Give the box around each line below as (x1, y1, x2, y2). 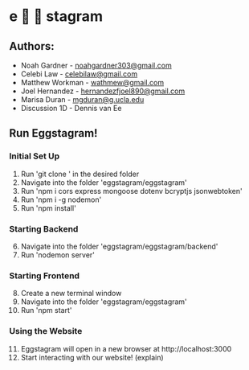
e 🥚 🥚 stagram (9, 7, 104, 26)
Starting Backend (9, 223, 79, 234)
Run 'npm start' (20, 306, 72, 315)
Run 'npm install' (20, 203, 77, 212)
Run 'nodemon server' (20, 249, 96, 260)
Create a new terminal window (20, 289, 122, 298)
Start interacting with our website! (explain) (20, 352, 164, 362)
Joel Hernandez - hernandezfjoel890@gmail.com (20, 86, 186, 96)
